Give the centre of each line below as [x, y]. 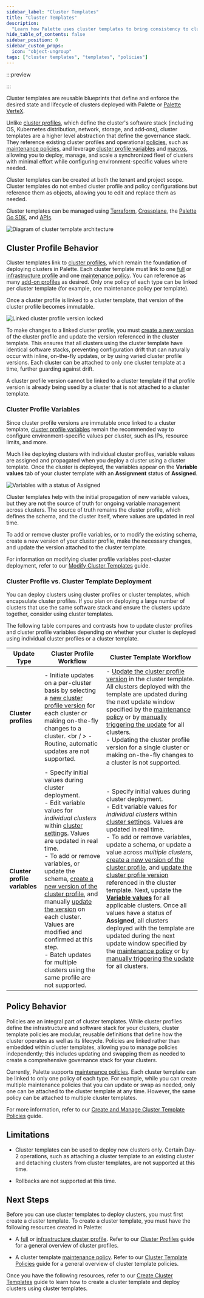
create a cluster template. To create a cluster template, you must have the [98, 1221]
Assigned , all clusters [137, 921]
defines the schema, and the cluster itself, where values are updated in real [100, 516]
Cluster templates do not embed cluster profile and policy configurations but [102, 186]
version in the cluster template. [150, 679]
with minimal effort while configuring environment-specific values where [97, 161]
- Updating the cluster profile [148, 740]
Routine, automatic [71, 744]
